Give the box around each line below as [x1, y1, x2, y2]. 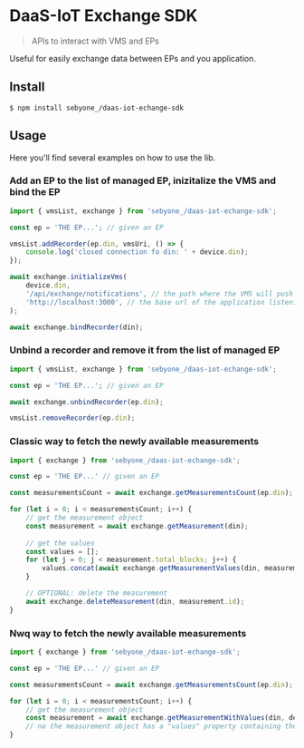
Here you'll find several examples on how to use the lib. [9, 151, 216, 163]
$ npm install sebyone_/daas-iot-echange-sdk [9, 103, 184, 112]
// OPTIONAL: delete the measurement [25, 588, 168, 598]
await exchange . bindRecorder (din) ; [9, 323, 144, 332]
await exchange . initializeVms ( [9, 273, 128, 282]
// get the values [25, 539, 95, 548]
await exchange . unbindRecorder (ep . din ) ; [9, 397, 165, 406]
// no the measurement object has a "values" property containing [25, 722, 281, 731]
